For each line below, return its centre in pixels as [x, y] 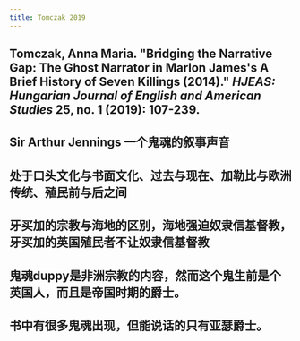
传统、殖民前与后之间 [68, 192]
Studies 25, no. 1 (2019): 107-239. [105, 110]
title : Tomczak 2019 [48, 17]
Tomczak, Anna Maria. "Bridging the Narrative [141, 54]
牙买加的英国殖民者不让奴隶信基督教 [109, 243]
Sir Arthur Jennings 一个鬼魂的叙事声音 [120, 143]
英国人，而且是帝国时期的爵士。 [98, 292]
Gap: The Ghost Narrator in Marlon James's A [139, 68]
